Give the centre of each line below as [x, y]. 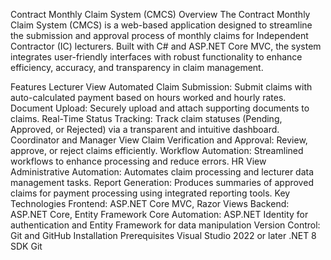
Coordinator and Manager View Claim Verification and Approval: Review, [159, 140]
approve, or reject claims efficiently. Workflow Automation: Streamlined [157, 150]
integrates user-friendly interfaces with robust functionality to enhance [156, 57]
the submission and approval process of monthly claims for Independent [159, 35]
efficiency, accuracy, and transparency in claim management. [137, 67]
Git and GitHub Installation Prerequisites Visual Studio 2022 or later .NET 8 [163, 235]
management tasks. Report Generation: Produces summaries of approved [162, 182]
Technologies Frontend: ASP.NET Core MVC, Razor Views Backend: [150, 203]
